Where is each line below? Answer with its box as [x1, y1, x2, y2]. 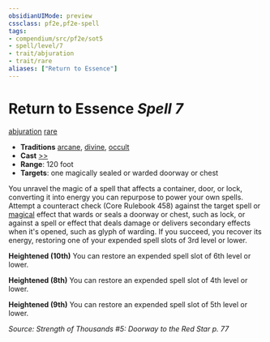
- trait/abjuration [8, 49, 75, 58]
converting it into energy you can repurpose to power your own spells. [8, 192, 243, 202]
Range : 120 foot [19, 159, 75, 169]
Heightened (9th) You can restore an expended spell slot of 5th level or [8, 299, 248, 309]
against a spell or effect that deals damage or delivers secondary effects [8, 218, 251, 228]
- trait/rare [8, 58, 53, 66]
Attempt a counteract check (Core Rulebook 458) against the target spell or [8, 200, 261, 211]
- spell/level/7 [8, 42, 63, 50]
